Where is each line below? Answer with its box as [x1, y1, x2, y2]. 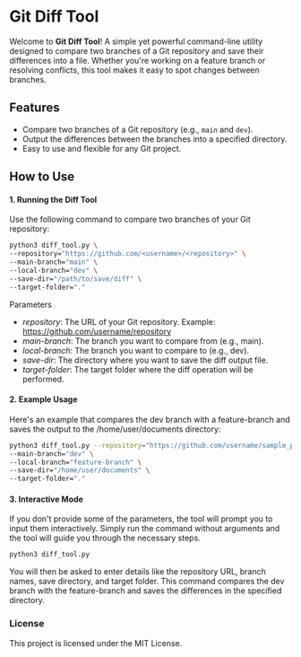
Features [9, 101, 60, 116]
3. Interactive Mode [9, 494, 83, 504]
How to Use [9, 169, 75, 185]
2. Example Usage [9, 394, 78, 405]
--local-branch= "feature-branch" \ [9, 458, 142, 467]
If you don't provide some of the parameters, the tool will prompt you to [9, 513, 273, 524]
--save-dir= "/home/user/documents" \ [9, 466, 150, 475]
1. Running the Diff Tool [9, 194, 98, 205]
